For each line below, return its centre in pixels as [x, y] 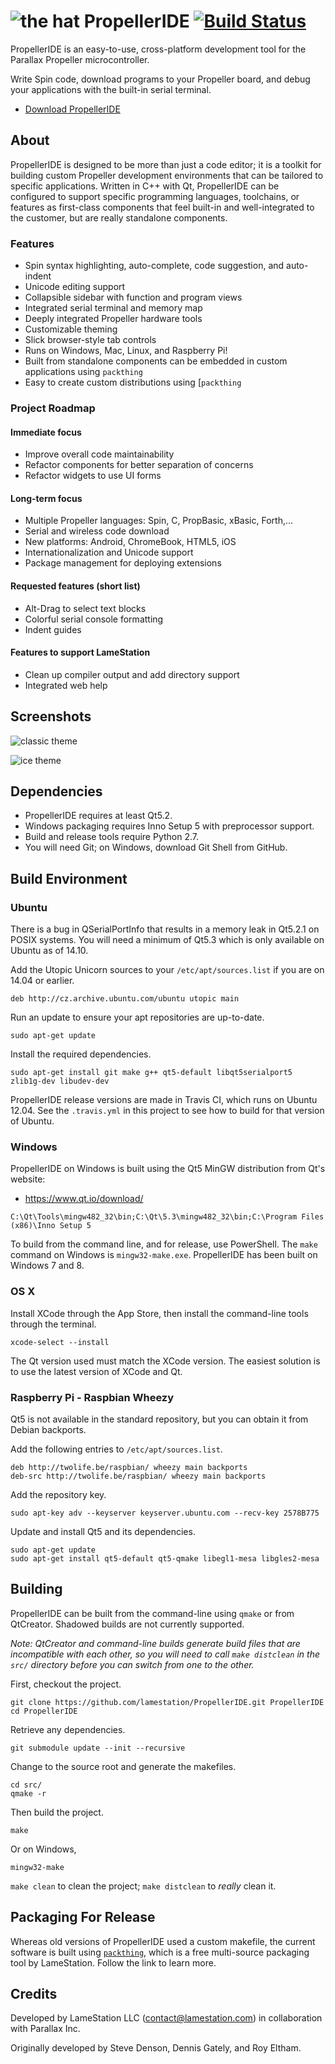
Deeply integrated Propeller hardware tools [113, 319]
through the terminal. [53, 1324]
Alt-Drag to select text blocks [85, 608]
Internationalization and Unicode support [109, 552]
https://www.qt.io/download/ [84, 1199]
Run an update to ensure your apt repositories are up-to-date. [137, 1017]
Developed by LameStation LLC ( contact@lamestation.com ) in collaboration [166, 2018]
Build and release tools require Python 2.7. [111, 837]
